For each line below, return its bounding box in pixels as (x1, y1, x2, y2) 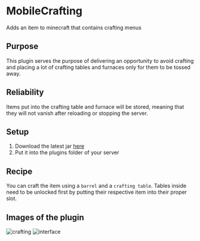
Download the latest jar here (14, 142, 85, 150)
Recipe (6, 166, 33, 176)
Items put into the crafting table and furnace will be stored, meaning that (6, 103, 184, 110)
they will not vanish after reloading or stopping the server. (6, 109, 148, 117)
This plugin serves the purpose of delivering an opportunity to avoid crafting (6, 57, 194, 64)
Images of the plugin (6, 212, 85, 222)
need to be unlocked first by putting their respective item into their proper (6, 188, 187, 196)
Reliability (6, 87, 44, 97)
